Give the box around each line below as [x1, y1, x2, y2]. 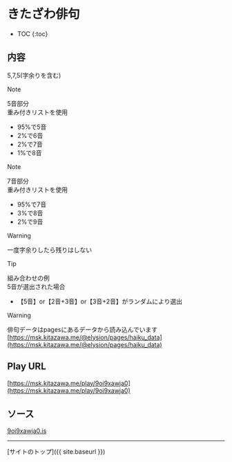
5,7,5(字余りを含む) [7, 71, 61, 80]
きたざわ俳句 [7, 6, 81, 22]
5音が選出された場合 [7, 282, 66, 291]
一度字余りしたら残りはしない [7, 245, 92, 254]
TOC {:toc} [17, 29, 48, 38]
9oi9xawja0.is [7, 427, 47, 435]
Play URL [7, 361, 46, 373]
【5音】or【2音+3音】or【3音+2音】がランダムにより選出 [17, 297, 183, 305]
